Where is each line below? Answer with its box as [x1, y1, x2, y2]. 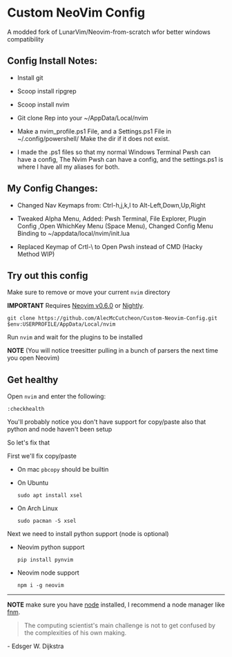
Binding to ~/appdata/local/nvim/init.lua [17, 229, 130, 237]
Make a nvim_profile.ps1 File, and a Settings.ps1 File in [17, 127, 171, 136]
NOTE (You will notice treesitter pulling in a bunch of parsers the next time [7, 346, 219, 355]
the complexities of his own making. [23, 629, 127, 637]
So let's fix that [7, 438, 50, 447]
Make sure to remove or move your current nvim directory [7, 288, 171, 297]
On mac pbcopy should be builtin [17, 465, 109, 474]
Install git [17, 73, 43, 82]
